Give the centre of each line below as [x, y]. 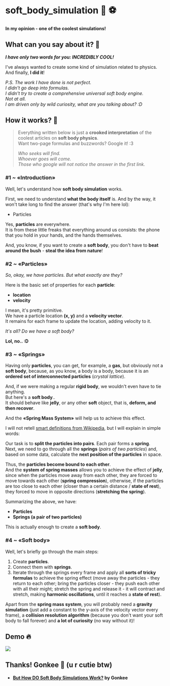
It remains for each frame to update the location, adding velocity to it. [78, 321]
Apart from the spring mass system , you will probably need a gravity [79, 604]
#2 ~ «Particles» [26, 264]
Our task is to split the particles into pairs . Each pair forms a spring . [78, 444]
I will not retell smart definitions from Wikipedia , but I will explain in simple [83, 428]
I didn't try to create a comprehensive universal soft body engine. [75, 93]
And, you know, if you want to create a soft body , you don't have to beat [82, 245]
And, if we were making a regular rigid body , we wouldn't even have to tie [83, 387]
